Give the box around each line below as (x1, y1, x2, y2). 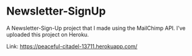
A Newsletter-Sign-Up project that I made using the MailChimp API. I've (6, 24, 186, 32)
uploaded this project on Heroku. (6, 30, 90, 38)
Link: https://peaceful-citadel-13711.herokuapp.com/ (6, 43, 138, 50)
